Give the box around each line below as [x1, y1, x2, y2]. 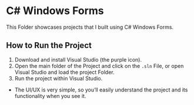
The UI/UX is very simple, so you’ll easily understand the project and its [14, 86, 188, 93]
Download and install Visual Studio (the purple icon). [14, 56, 142, 63]
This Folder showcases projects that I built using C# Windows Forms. [6, 23, 174, 31]
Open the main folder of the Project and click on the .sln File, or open [14, 62, 184, 69]
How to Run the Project [6, 40, 92, 50]
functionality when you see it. [14, 92, 86, 99]
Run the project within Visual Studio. [14, 74, 103, 82]
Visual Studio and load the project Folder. [14, 69, 115, 76]
